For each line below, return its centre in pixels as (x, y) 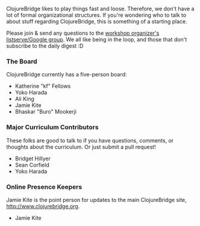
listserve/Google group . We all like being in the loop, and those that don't (97, 39)
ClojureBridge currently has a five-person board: (67, 75)
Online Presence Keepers (44, 187)
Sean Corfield (32, 165)
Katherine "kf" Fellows (43, 86)
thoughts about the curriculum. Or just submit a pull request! (81, 147)
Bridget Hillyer (33, 158)
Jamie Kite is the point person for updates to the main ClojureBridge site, (96, 200)
